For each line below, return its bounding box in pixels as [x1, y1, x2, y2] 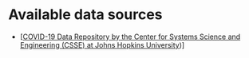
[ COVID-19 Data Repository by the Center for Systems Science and [19, 32, 241, 41]
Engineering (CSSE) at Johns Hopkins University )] [19, 40, 185, 49]
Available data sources [8, 6, 163, 24]
